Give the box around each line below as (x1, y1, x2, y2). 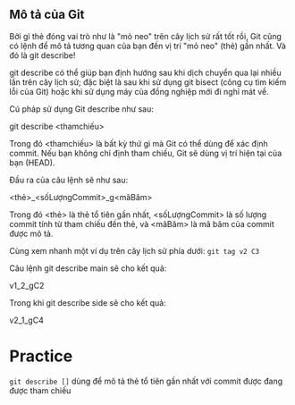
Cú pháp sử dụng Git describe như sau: (9, 103, 154, 114)
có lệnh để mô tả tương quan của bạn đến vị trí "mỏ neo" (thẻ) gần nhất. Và (9, 40, 286, 51)
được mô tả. (9, 228, 54, 239)
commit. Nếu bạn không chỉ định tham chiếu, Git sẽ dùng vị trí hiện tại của (9, 148, 282, 158)
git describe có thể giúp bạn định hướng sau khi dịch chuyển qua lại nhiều (9, 67, 282, 78)
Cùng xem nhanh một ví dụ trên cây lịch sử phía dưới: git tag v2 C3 (9, 245, 260, 256)
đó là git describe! (9, 49, 76, 61)
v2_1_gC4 (9, 315, 45, 325)
